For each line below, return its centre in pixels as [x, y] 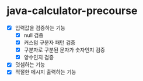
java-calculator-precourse [72, 11]
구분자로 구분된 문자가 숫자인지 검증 [64, 50]
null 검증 [34, 35]
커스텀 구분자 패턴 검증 [50, 43]
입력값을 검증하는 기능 [40, 28]
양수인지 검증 [39, 58]
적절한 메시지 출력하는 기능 [46, 72]
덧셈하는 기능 [30, 65]
